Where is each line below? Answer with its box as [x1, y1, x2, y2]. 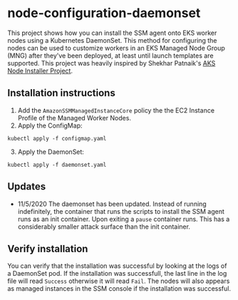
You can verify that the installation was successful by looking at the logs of [7, 262, 227, 270]
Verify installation [7, 242, 88, 254]
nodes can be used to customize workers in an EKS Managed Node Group [7, 43, 226, 52]
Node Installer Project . [7, 66, 73, 75]
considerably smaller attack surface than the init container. [17, 222, 191, 231]
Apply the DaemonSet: [17, 148, 84, 156]
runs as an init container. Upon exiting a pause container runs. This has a [17, 214, 230, 223]
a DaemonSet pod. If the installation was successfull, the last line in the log [7, 269, 227, 278]
